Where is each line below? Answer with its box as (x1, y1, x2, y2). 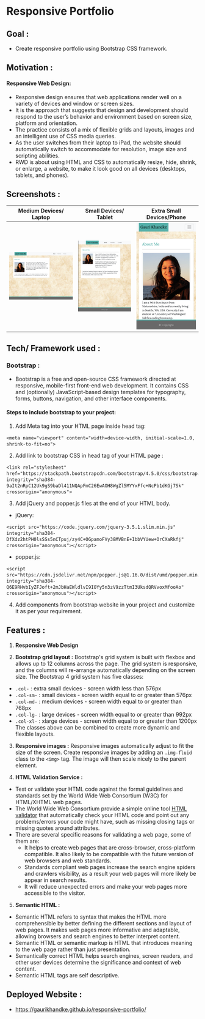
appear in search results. (24, 876, 87, 884)
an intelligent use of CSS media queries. (15, 132, 116, 140)
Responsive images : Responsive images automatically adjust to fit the (15, 742, 194, 749)
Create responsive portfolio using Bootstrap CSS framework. (15, 45, 168, 52)
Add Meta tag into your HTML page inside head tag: (15, 422, 146, 430)
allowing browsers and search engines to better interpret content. (15, 932, 181, 940)
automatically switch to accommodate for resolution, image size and (15, 145, 187, 152)
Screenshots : (6, 188, 61, 200)
